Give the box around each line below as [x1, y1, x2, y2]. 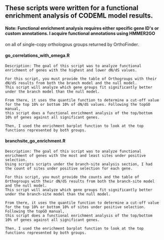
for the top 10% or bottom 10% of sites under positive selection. [5, 205, 146, 210]
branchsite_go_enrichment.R [5, 138, 66, 144]
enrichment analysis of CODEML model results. [5, 12, 153, 20]
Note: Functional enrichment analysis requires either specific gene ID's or [5, 25, 159, 31]
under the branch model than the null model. [5, 89, 100, 94]
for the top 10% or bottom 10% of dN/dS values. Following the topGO [5, 102, 151, 107]
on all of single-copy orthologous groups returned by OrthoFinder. [5, 41, 139, 47]
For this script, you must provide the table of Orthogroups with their [5, 76, 157, 81]
